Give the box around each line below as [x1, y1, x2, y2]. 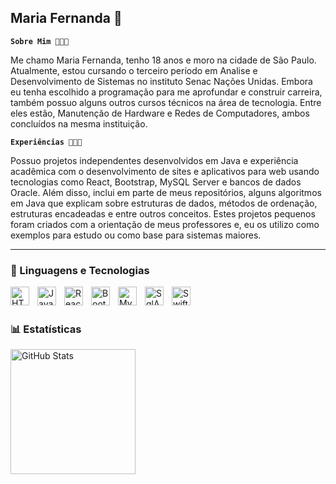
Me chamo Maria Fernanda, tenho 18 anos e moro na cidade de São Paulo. [10, 54, 317, 66]
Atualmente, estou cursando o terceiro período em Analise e [10, 64, 258, 76]
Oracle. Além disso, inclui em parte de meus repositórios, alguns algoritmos [10, 186, 322, 198]
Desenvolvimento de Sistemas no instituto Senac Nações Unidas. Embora [10, 75, 313, 87]
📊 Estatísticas [10, 322, 82, 336]
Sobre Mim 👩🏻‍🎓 [10, 36, 70, 46]
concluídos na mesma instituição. [10, 117, 148, 130]
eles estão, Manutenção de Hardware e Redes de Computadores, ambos [10, 107, 310, 119]
